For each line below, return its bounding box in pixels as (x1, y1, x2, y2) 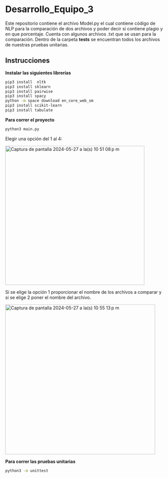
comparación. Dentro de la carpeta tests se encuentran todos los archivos (5, 36, 160, 42)
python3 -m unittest (5, 468, 49, 473)
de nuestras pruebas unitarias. (5, 41, 69, 47)
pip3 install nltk (5, 79, 46, 84)
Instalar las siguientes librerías (5, 70, 71, 76)
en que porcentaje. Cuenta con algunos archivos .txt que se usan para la (5, 31, 156, 37)
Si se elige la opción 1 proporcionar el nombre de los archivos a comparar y (5, 289, 162, 295)
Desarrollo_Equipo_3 (5, 4, 94, 15)
